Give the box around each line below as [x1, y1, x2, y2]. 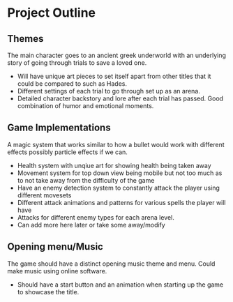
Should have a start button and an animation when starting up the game [17, 280, 224, 289]
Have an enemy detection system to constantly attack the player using [17, 183, 220, 192]
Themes [7, 33, 44, 45]
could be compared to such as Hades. [17, 80, 128, 88]
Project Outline [7, 5, 96, 21]
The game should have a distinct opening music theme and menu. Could [7, 259, 216, 268]
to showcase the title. [17, 287, 80, 296]
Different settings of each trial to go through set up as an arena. [17, 87, 200, 95]
